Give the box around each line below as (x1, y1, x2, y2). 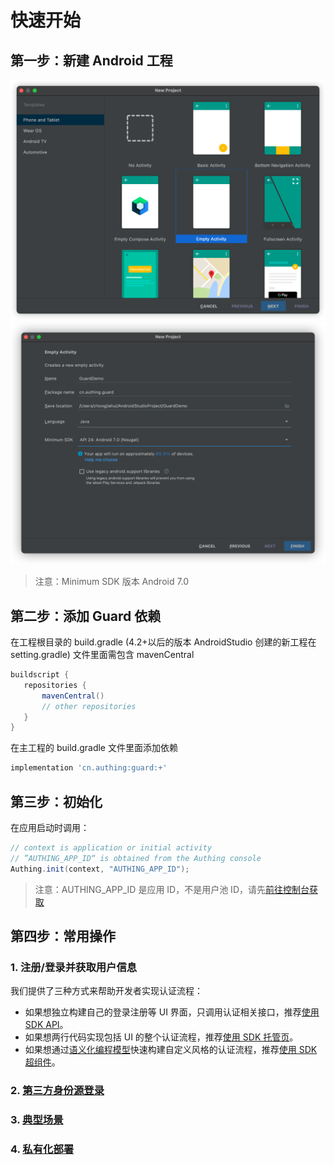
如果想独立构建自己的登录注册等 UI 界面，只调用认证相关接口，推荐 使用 (24, 1006, 320, 1018)
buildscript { (10, 670, 70, 680)
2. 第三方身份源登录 (10, 1084, 105, 1098)
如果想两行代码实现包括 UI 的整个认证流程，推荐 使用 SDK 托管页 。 (24, 1031, 299, 1043)
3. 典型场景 (10, 1113, 64, 1127)
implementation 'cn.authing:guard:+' (10, 763, 168, 773)
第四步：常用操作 (10, 928, 116, 945)
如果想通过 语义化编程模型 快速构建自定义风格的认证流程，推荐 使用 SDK (24, 1044, 318, 1056)
